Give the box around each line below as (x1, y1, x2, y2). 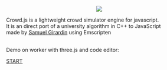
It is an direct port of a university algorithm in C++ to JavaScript (6, 23, 161, 29)
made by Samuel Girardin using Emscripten (6, 29, 112, 36)
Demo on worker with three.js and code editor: (6, 47, 119, 53)
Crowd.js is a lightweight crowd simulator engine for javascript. (6, 16, 159, 23)
